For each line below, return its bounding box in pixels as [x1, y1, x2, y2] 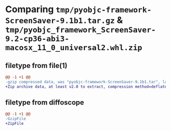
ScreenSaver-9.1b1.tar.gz [5, 16, 115, 26]
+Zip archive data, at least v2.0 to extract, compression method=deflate [5, 84, 167, 89]
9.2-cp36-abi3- [5, 34, 70, 44]
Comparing [5, 4, 54, 15]
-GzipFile [5, 116, 26, 121]
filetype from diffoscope [5, 98, 84, 107]
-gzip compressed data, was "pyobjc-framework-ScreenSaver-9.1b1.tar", [5, 79, 160, 84]
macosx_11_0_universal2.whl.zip [5, 43, 142, 53]
